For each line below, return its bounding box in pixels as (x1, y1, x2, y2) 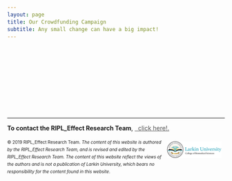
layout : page (7, 11, 45, 18)
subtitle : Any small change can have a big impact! (7, 26, 159, 32)
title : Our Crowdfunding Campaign (7, 18, 107, 26)
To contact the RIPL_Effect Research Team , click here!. (7, 124, 170, 133)
